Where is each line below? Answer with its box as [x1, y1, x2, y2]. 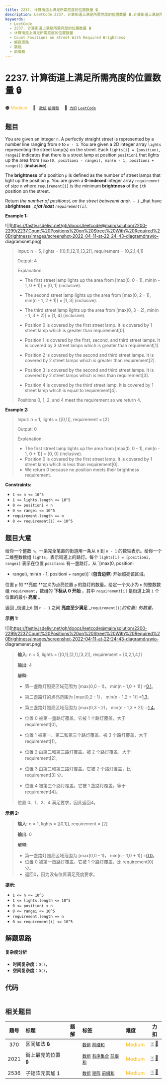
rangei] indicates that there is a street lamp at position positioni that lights [5, 152, 160, 158]
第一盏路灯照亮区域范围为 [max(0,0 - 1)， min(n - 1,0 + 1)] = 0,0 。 [24, 853, 158, 859]
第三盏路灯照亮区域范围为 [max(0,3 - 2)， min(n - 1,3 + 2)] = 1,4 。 [24, 705, 158, 711]
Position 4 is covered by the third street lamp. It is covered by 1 [24, 382, 154, 388]
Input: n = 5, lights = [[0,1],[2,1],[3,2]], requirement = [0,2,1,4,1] [17, 248, 144, 254]
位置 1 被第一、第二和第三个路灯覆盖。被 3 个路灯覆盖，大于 [24, 732, 148, 738]
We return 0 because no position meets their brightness [24, 467, 139, 473]
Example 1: [5, 213, 28, 219]
